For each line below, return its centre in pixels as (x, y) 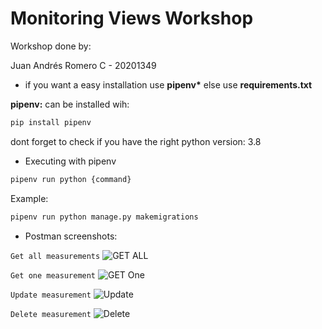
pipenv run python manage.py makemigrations (104, 217)
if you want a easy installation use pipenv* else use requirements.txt (168, 84)
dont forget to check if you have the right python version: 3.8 (136, 141)
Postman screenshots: (71, 236)
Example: (29, 198)
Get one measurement (53, 275)
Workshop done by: (51, 46)
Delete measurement (51, 314)
